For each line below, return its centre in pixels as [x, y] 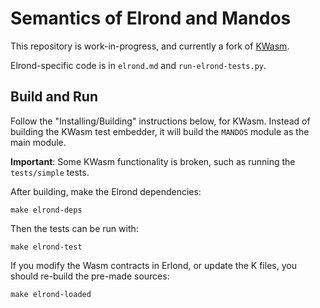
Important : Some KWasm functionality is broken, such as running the [153, 161]
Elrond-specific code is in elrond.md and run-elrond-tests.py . [138, 65]
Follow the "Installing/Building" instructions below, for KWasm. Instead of [160, 121]
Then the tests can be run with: [74, 228]
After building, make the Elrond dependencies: [106, 191]
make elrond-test [46, 247]
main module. [38, 142]
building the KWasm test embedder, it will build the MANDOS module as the [160, 131]
